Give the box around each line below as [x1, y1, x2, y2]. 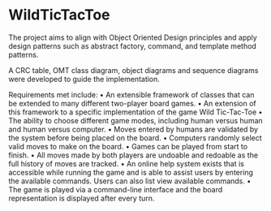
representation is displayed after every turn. [8, 193, 155, 203]
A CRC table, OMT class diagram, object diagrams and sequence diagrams [8, 65, 259, 75]
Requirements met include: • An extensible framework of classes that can [8, 89, 255, 99]
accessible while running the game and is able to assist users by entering [8, 167, 254, 177]
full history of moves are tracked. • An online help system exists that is [8, 158, 245, 168]
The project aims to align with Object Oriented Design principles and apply [8, 32, 257, 42]
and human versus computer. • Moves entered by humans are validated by [8, 124, 258, 134]
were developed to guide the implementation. [8, 74, 161, 84]
